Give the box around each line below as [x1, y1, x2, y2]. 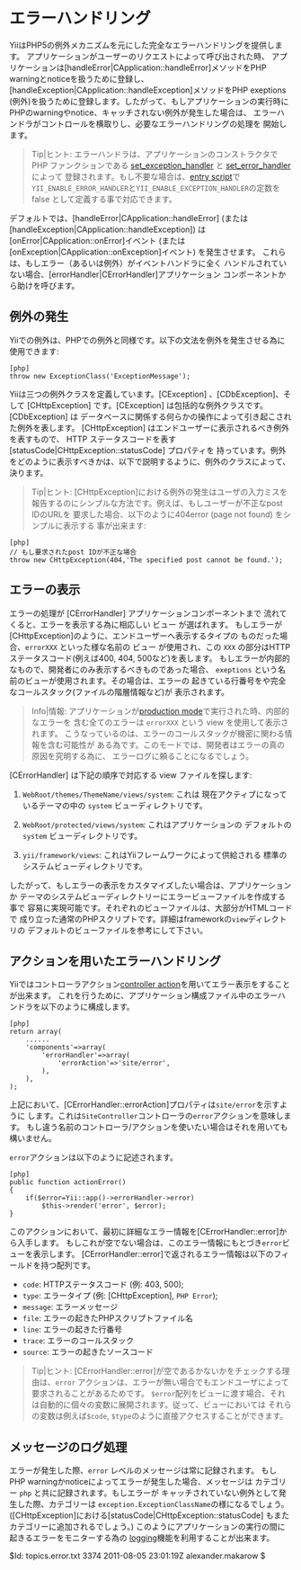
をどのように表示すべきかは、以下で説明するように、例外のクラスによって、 [9, 456, 290, 467]
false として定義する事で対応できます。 [31, 193, 177, 204]
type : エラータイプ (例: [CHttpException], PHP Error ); [22, 1290, 218, 1301]
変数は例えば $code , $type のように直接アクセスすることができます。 [39, 1411, 288, 1422]
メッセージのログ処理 [9, 1440, 128, 1455]
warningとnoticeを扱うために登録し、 [9, 73, 150, 84]
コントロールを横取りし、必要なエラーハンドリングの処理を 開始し [40, 118, 288, 129]
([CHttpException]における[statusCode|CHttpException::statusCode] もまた [9, 1510, 290, 1521]
